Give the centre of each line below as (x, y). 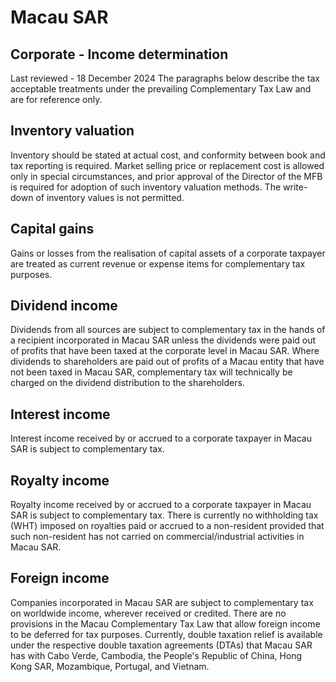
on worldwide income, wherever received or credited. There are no (148, 613)
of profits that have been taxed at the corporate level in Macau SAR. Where (165, 351)
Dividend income (64, 306)
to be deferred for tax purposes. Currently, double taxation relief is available (166, 634)
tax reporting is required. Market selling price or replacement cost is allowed (167, 165)
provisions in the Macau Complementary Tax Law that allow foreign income (165, 623)
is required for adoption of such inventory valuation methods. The (146, 187)
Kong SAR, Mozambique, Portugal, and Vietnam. (110, 666)
